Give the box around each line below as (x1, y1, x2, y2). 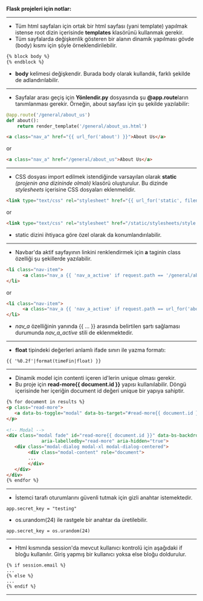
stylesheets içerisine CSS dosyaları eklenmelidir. (14, 186, 136, 193)
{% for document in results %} (6, 399, 85, 405)
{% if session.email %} (6, 562, 66, 568)
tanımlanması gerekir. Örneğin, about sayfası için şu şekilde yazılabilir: (14, 100, 190, 108)
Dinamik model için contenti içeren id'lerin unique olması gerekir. (14, 374, 176, 382)
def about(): (6, 117, 39, 123)
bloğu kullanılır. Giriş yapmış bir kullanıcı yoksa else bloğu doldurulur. (14, 551, 187, 558)
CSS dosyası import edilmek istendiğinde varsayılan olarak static (14, 173, 177, 181)
